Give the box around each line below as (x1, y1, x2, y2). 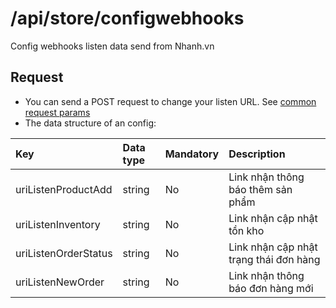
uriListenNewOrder (15, 275, 105, 289)
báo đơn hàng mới (228, 281, 314, 295)
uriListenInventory (15, 217, 101, 231)
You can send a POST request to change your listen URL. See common (24, 95, 317, 107)
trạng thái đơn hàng (228, 252, 321, 266)
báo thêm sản (228, 182, 293, 196)
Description (228, 147, 286, 161)
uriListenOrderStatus (15, 246, 113, 260)
